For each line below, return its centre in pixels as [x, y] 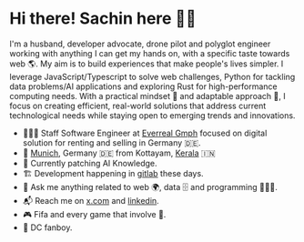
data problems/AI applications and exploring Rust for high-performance [143, 86]
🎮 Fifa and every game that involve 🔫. [94, 214]
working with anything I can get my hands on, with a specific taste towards [150, 53]
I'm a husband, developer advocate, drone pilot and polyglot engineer [140, 44]
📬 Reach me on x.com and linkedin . [91, 200]
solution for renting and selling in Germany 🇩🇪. [112, 142]
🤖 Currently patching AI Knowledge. [90, 163]
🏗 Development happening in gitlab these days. [113, 173]
